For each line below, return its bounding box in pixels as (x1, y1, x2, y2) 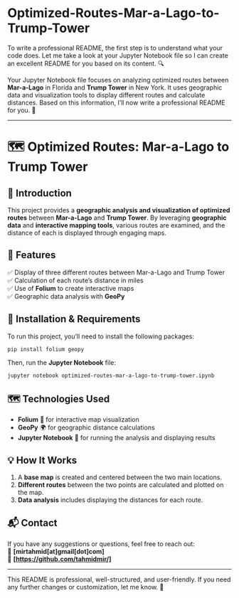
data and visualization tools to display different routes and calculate (7, 90, 206, 99)
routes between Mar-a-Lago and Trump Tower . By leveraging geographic (7, 213, 227, 222)
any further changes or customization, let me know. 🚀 (7, 582, 164, 591)
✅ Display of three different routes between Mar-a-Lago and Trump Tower (7, 268, 225, 277)
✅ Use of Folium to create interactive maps (7, 284, 134, 292)
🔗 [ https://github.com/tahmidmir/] (7, 555, 112, 563)
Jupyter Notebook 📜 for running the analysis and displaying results (17, 434, 216, 442)
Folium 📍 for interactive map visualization (17, 415, 140, 424)
